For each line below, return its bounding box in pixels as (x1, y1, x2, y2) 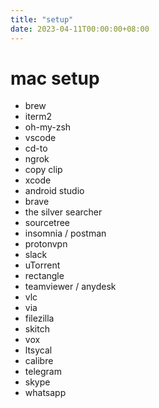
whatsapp (24, 387, 67, 399)
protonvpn (24, 238, 68, 250)
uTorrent (24, 259, 61, 271)
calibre (24, 355, 54, 367)
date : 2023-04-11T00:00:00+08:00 (10, 24, 150, 34)
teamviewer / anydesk (24, 281, 117, 293)
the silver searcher (24, 206, 103, 218)
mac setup (10, 67, 100, 90)
